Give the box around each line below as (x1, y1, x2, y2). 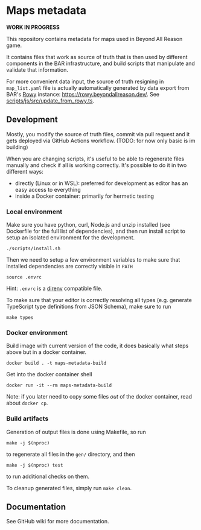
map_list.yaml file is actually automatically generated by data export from (6, 84, 190, 91)
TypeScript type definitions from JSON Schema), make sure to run (6, 303, 171, 311)
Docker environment (6, 328, 68, 336)
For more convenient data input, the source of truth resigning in (6, 78, 164, 85)
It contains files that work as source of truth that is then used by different (6, 53, 188, 60)
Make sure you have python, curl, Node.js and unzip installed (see (6, 221, 171, 229)
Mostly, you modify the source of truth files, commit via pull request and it (6, 130, 190, 137)
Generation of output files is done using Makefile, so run (6, 428, 146, 435)
